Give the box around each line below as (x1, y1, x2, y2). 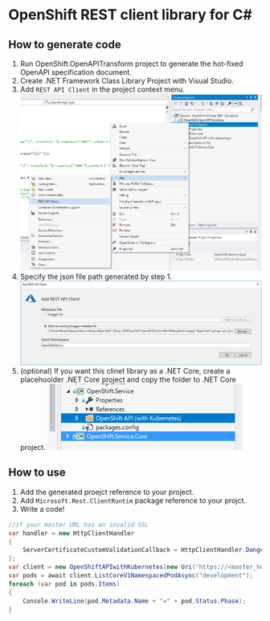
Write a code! (19, 504, 65, 513)
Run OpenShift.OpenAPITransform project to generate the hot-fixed (19, 59, 243, 68)
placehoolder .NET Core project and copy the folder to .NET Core (19, 374, 237, 384)
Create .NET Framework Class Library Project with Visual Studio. (19, 76, 235, 85)
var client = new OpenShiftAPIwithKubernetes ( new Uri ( (8, 563, 196, 571)
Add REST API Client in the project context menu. (19, 84, 185, 94)
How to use (8, 466, 66, 480)
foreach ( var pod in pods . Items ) (8, 580, 121, 588)
